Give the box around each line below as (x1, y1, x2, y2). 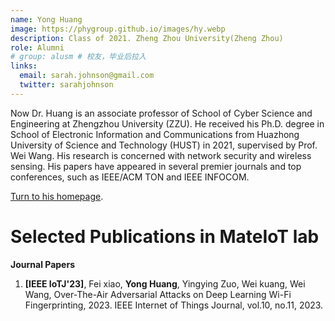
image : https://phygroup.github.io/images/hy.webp (10, 24, 226, 34)
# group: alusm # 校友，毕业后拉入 (10, 52, 147, 62)
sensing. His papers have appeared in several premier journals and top (10, 160, 302, 172)
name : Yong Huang (10, 14, 83, 25)
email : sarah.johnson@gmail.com (19, 71, 155, 81)
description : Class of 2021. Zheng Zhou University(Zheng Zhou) (10, 33, 284, 43)
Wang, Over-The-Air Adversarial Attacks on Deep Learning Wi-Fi (24, 288, 292, 300)
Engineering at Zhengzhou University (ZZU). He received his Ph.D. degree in (10, 117, 325, 130)
